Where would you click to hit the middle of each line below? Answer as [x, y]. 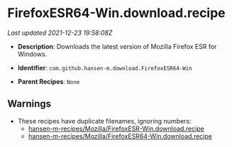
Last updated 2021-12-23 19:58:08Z [60, 33]
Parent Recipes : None [49, 81]
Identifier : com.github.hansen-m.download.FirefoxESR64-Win [105, 67]
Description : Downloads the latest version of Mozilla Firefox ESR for [117, 46]
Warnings [29, 104]
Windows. [32, 54]
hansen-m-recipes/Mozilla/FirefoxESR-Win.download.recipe [116, 129]
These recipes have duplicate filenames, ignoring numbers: [104, 121]
